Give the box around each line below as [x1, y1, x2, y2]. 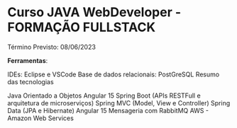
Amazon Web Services [7, 114, 75, 122]
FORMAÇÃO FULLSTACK [7, 19, 156, 35]
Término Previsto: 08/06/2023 [7, 42, 96, 51]
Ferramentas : [7, 56, 48, 64]
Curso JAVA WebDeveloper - [7, 4, 182, 21]
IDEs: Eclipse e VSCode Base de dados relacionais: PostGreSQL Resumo [7, 70, 220, 78]
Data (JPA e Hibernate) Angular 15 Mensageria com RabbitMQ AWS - [7, 106, 209, 115]
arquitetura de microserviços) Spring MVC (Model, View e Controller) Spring [7, 98, 231, 107]
